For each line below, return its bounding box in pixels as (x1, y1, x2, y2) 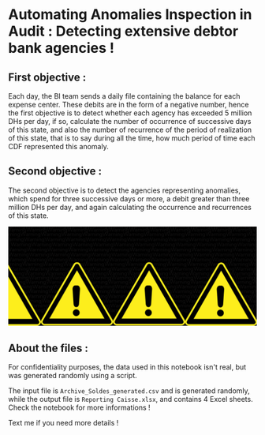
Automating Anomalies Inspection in (8, 6, 252, 24)
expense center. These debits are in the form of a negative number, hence (8, 100, 249, 109)
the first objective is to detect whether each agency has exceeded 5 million (8, 108, 252, 118)
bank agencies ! (8, 39, 115, 57)
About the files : (8, 341, 89, 354)
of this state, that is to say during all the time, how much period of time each (8, 133, 256, 143)
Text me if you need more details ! (8, 418, 119, 427)
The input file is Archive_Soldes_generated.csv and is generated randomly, (8, 385, 250, 396)
